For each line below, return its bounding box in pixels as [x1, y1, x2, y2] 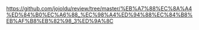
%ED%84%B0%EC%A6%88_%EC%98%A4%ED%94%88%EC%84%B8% [6, 11, 193, 18]
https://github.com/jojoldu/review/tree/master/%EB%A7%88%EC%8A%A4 [6, 5, 192, 12]
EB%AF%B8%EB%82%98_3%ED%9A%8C [6, 18, 114, 24]
